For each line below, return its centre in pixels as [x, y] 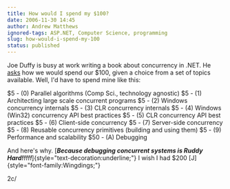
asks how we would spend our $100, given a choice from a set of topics [109, 72]
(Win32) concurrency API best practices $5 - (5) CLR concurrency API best [114, 115]
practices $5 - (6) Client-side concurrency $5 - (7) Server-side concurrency [115, 122]
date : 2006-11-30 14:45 [41, 20]
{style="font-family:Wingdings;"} [54, 165]
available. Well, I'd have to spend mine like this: [74, 80]
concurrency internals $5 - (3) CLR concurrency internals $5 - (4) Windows [114, 108]
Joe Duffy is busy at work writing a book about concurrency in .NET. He [109, 65]
